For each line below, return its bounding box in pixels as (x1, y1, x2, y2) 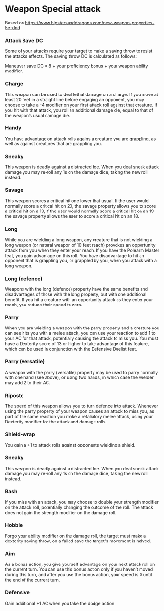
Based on (5, 20, 24, 25)
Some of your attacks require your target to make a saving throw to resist (5, 48, 153, 54)
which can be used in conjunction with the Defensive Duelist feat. (5, 346, 137, 352)
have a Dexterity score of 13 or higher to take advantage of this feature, (5, 341, 149, 347)
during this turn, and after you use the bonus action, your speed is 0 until (5, 572, 152, 578)
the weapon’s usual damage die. (5, 112, 70, 118)
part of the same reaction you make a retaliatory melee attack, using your (5, 413, 153, 419)
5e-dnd (5, 24, 21, 30)
